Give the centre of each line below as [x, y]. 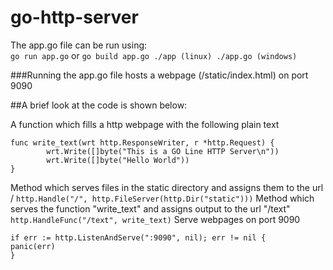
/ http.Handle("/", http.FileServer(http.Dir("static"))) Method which [162, 198]
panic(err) [33, 246]
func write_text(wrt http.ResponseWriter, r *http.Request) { [142, 142]
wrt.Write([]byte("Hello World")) [118, 160]
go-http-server [74, 17]
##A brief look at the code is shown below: [99, 105]
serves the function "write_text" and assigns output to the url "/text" [150, 208]
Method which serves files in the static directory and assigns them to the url [167, 187]
